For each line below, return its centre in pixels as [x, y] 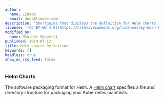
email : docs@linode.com [33, 19]
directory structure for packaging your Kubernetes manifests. [67, 92]
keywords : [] [18, 50]
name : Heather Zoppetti [33, 37]
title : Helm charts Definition [37, 46]
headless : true [20, 55]
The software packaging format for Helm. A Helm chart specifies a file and [80, 87]
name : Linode [23, 14]
